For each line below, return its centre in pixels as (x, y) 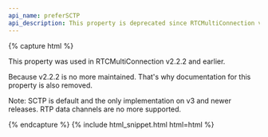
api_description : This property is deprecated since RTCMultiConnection (132, 23)
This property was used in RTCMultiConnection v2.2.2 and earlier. (117, 61)
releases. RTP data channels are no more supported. (95, 109)
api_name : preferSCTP (44, 16)
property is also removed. (51, 85)
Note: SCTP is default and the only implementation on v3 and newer (120, 100)
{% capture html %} (41, 45)
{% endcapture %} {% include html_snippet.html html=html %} (111, 124)
